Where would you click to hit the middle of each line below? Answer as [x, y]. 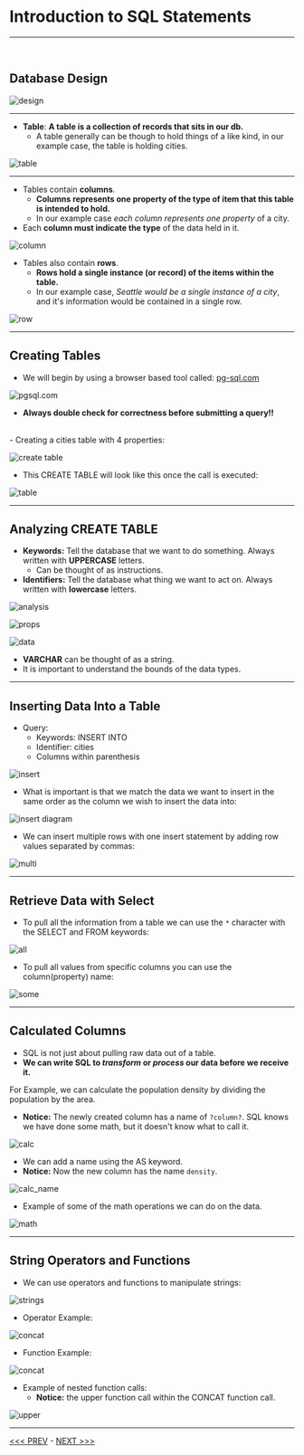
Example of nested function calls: [85, 1387]
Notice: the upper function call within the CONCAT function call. [156, 1397]
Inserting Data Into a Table [85, 706]
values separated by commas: [79, 846]
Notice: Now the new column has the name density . [120, 1171]
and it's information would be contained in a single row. [139, 301]
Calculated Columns [68, 1031]
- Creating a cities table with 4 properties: [87, 440]
